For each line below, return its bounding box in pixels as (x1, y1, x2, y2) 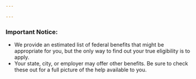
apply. (14, 54, 30, 61)
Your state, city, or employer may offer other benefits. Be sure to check (14, 60, 188, 67)
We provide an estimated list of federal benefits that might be (14, 41, 165, 48)
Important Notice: (5, 28, 58, 36)
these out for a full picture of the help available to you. (14, 66, 147, 74)
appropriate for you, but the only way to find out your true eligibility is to (14, 48, 191, 55)
